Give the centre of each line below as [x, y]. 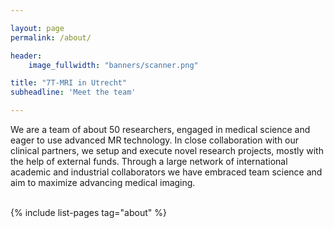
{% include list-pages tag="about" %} [88, 212]
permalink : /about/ [51, 37]
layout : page [37, 28]
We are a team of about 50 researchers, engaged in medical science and [160, 129]
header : [26, 56]
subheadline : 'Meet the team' [73, 92]
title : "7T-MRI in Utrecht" [69, 83]
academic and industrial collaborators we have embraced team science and [166, 172]
